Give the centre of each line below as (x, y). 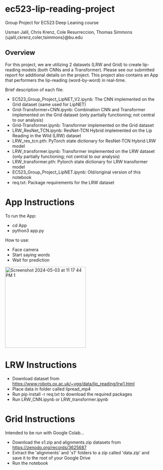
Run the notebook (30, 463)
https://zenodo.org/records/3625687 (49, 447)
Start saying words (31, 255)
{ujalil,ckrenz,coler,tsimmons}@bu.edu (44, 37)
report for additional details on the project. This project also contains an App (82, 75)
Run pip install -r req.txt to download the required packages (72, 394)
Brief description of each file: (34, 90)
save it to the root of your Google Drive (51, 458)
